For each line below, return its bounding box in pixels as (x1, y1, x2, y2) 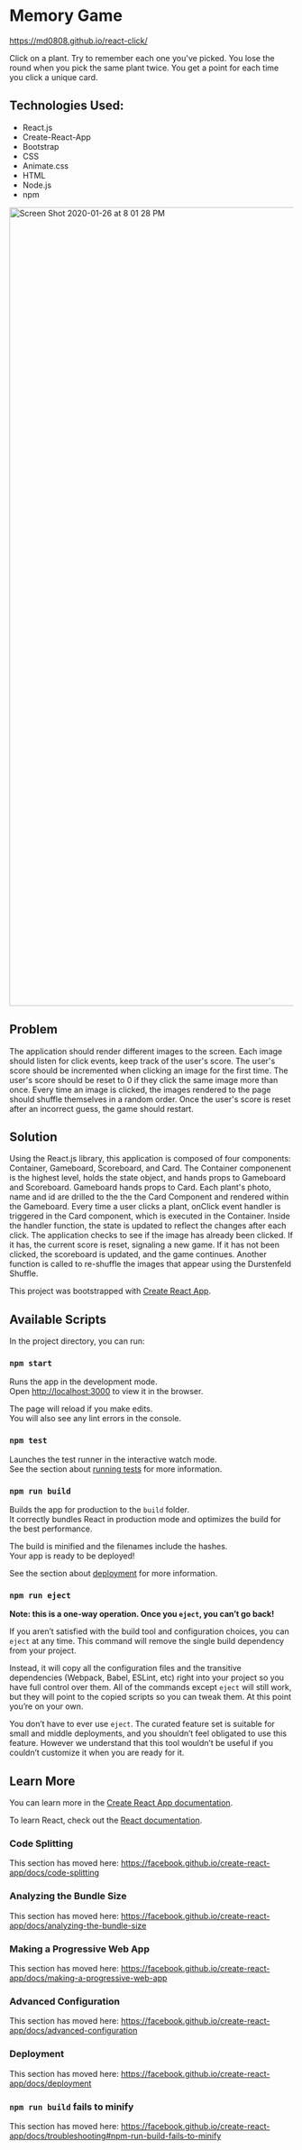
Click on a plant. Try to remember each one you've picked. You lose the (9, 52, 275, 63)
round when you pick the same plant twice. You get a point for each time (9, 62, 279, 73)
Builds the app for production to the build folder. (9, 1504, 190, 1515)
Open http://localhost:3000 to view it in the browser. (9, 1386, 204, 1397)
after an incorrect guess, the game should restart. (9, 1103, 194, 1114)
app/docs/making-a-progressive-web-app (9, 1972, 168, 1984)
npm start (9, 1358, 52, 1369)
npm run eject (9, 1591, 71, 1601)
